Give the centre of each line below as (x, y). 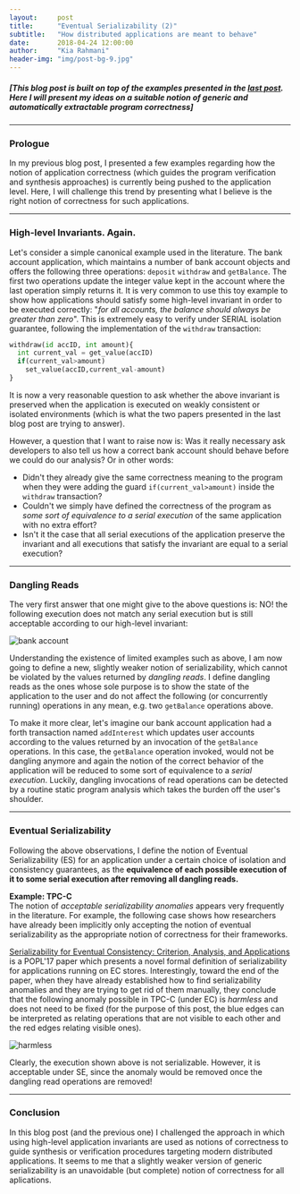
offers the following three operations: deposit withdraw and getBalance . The (148, 271)
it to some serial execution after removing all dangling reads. (124, 879)
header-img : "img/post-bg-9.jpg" (71, 59)
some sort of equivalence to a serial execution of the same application (152, 515)
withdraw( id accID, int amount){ (71, 345)
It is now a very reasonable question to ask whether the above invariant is (145, 395)
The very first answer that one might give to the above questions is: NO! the (149, 604)
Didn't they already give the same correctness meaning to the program (152, 477)
